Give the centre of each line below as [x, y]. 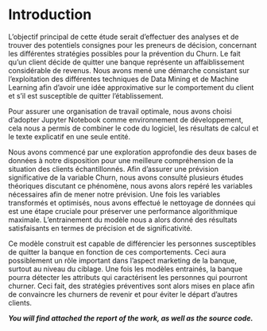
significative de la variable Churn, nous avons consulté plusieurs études [126, 177]
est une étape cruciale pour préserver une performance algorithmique [123, 211]
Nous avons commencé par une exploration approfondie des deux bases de [133, 152]
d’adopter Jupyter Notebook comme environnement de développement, [126, 119]
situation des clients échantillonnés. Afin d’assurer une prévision [113, 169]
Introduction [50, 15]
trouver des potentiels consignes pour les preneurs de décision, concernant [132, 45]
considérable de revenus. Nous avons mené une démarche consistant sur [129, 70]
